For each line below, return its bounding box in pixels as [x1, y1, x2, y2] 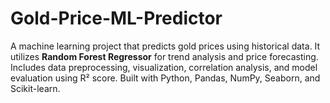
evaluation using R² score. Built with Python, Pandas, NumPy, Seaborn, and [10, 72, 321, 84]
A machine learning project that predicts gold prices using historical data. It [10, 40, 321, 52]
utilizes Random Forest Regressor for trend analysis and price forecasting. [10, 50, 319, 62]
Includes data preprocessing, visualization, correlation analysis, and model [10, 61, 318, 73]
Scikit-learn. [10, 82, 61, 94]
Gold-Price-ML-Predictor [10, 7, 223, 30]
